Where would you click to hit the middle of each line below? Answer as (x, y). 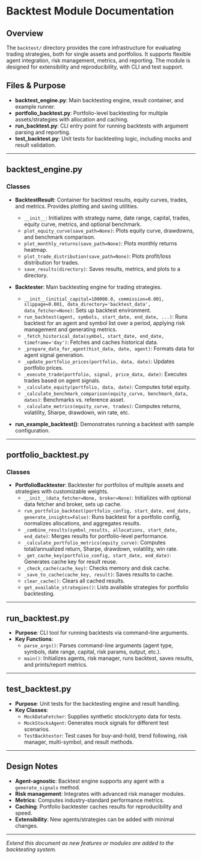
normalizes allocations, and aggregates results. (82, 524)
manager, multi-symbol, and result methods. (79, 742)
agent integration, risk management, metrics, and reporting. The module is (98, 60)
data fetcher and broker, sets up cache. (73, 504)
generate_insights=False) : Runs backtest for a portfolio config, (103, 517)
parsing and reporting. (43, 132)
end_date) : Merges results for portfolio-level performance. (96, 536)
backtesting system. (31, 849)
